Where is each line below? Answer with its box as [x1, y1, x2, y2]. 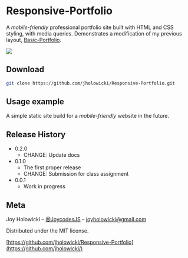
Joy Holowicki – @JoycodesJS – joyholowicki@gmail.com [6, 216, 146, 223]
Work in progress [23, 183, 66, 190]
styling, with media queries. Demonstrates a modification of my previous [6, 30, 182, 37]
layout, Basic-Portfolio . [6, 36, 62, 43]
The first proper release [23, 164, 81, 171]
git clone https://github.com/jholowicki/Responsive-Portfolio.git [6, 80, 176, 86]
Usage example [6, 96, 65, 107]
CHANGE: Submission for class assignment [23, 170, 129, 178]
